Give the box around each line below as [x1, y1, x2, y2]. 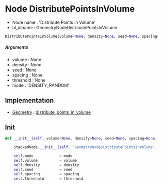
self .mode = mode [14, 154, 73, 158]
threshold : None [12, 77, 46, 83]
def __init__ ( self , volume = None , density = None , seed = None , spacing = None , [5, 136, 158, 141]
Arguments [5, 45, 29, 50]
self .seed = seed [14, 167, 73, 172]
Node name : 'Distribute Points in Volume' [12, 19, 96, 25]
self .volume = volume [14, 158, 77, 163]
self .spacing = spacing [14, 171, 79, 176]
